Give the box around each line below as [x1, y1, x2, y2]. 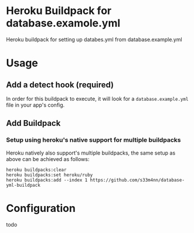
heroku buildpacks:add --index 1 [6, 177, 88, 183]
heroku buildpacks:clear [6, 167, 67, 173]
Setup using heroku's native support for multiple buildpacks [6, 136, 181, 144]
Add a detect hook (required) [6, 80, 114, 90]
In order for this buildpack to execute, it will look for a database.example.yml [6, 95, 189, 102]
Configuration [6, 201, 76, 215]
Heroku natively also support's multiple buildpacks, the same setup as [6, 149, 176, 156]
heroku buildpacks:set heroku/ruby [6, 172, 93, 178]
